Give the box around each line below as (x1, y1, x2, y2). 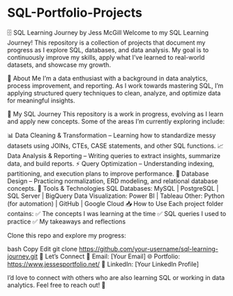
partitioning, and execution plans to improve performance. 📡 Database (7, 169, 209, 178)
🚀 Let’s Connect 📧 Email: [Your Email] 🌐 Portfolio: (39, 252, 180, 260)
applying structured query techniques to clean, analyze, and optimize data (7, 88, 221, 97)
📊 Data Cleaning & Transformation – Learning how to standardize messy (7, 131, 216, 139)
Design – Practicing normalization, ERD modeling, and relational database (7, 176, 218, 185)
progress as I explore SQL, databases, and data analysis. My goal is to (7, 45, 209, 54)
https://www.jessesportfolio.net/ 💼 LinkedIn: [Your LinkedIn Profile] (7, 260, 200, 268)
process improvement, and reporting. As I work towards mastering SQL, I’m (7, 81, 224, 90)
